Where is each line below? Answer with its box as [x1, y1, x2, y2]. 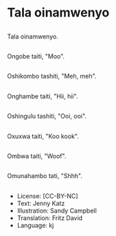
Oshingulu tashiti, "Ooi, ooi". [7, 112, 87, 120]
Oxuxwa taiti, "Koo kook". [7, 132, 79, 140]
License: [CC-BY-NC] [16, 191, 78, 200]
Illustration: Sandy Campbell [16, 206, 97, 215]
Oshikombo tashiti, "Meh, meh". [7, 72, 97, 81]
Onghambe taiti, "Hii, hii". [7, 92, 78, 100]
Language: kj [16, 221, 54, 229]
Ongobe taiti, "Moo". [7, 52, 65, 60]
